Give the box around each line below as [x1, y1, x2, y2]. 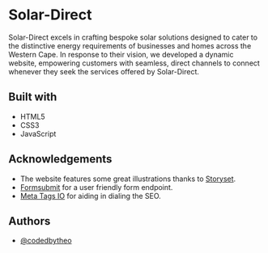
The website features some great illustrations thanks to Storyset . [19, 174, 236, 183]
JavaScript [19, 129, 57, 138]
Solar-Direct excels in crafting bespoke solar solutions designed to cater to [8, 32, 257, 42]
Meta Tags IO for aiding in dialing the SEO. [19, 191, 162, 200]
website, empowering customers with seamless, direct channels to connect [8, 58, 261, 68]
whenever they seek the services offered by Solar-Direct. [8, 66, 200, 76]
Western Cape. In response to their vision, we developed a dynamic [8, 49, 234, 59]
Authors [8, 214, 51, 228]
